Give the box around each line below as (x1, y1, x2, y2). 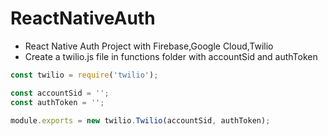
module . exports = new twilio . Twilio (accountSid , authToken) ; (10, 115, 271, 126)
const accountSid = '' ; (10, 88, 110, 98)
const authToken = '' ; (10, 97, 105, 107)
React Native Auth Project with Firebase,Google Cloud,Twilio (24, 40, 274, 52)
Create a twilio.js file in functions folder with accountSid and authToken (24, 50, 318, 62)
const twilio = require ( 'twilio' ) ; (10, 70, 159, 80)
